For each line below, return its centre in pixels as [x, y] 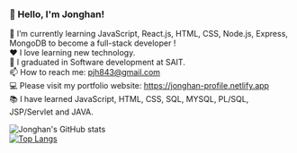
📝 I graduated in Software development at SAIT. [98, 63]
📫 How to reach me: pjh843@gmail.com [85, 72]
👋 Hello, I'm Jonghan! [57, 14]
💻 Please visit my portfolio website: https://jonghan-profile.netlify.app [139, 86]
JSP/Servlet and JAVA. [52, 112]
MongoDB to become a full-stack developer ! [93, 43]
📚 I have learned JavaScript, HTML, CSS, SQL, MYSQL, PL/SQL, [129, 99]
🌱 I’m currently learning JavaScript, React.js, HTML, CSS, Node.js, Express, [148, 34]
